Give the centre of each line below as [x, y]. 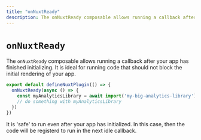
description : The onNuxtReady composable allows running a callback [93, 17]
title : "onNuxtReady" [33, 12]
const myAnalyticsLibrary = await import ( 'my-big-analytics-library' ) [107, 96]
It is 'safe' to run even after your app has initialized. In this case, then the [96, 124]
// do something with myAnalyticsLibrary [69, 102]
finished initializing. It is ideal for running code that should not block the [94, 68]
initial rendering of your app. [41, 74]
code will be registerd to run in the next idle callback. [71, 130]
